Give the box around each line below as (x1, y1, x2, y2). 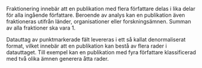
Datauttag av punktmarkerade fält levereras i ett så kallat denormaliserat (6, 36, 186, 43)
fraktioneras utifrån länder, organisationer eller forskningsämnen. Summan (6, 18, 191, 25)
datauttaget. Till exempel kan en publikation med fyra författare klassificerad (6, 49, 197, 56)
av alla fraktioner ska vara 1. (6, 24, 76, 31)
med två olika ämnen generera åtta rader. (6, 55, 109, 62)
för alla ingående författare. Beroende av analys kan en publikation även (6, 11, 185, 19)
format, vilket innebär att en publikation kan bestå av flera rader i (6, 42, 167, 49)
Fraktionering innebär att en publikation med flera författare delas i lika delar (6, 5, 196, 12)
